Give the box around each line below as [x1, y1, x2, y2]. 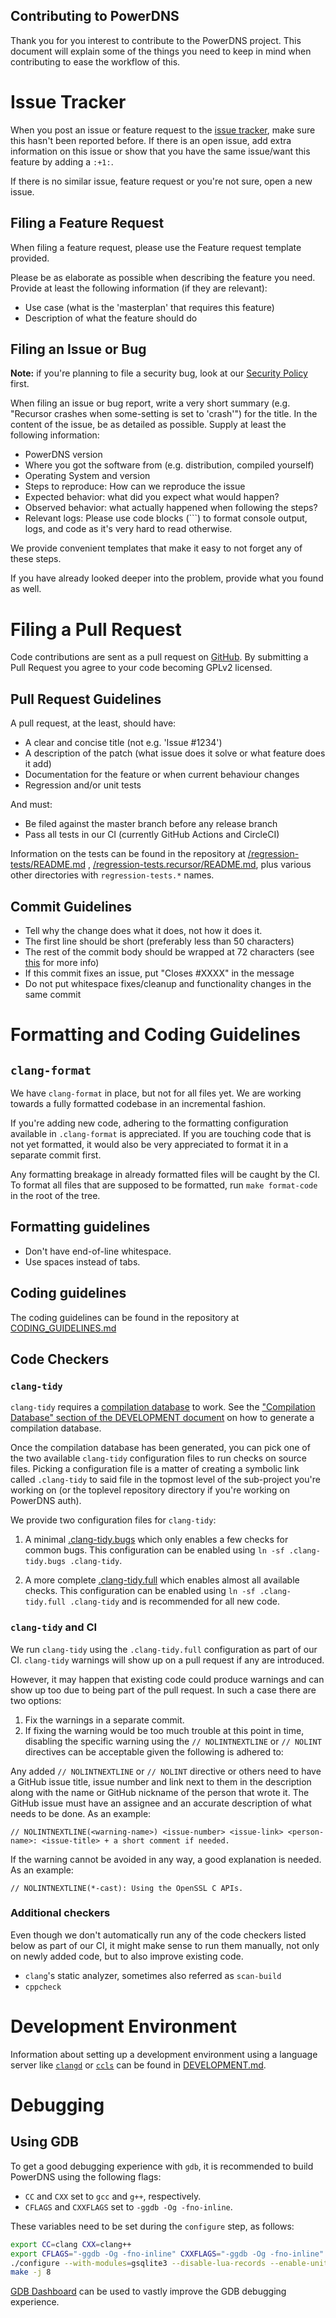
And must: [10, 799, 53, 811]
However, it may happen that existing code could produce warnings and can [10, 1673, 325, 1685]
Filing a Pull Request [10, 618, 182, 641]
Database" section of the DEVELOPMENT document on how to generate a [10, 1412, 315, 1424]
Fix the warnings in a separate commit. [24, 1714, 185, 1726]
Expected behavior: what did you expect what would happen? [24, 491, 280, 503]
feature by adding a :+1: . [10, 155, 114, 168]
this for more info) [24, 956, 100, 968]
